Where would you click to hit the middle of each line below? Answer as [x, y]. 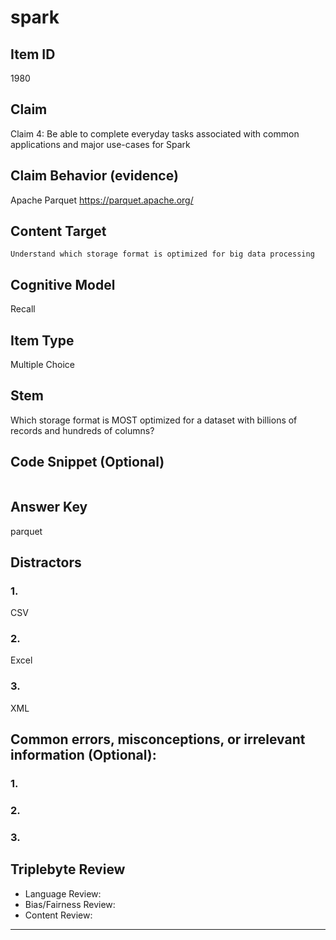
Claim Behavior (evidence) [94, 176]
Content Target [58, 231]
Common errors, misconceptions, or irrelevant [158, 739]
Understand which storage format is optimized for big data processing [162, 254]
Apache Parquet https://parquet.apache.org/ [102, 200]
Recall [23, 309]
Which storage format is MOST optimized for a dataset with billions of [154, 420]
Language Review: [63, 893]
